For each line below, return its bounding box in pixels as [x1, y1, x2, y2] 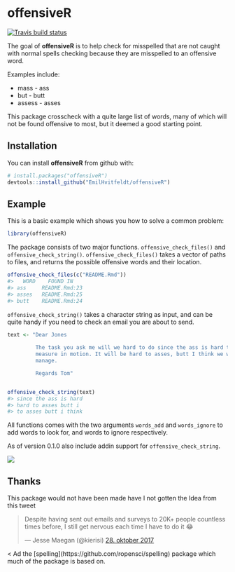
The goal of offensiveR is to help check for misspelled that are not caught [7, 41, 220, 50]
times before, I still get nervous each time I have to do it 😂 [24, 522, 194, 531]
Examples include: [7, 70, 60, 79]
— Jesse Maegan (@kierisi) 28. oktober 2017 [24, 536, 155, 545]
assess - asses [17, 98, 61, 107]
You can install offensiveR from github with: [7, 158, 134, 167]
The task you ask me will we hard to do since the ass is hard [35, 344, 224, 351]
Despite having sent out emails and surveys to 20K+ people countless [24, 515, 226, 524]
